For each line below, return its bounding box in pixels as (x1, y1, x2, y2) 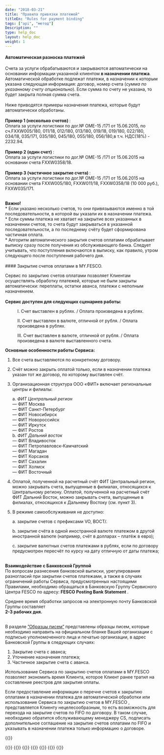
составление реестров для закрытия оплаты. (5, 679, 100, 685)
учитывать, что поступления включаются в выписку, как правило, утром (5, 247, 158, 253)
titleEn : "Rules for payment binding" (5, 16, 84, 21)
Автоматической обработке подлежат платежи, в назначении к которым (5, 76, 158, 82)
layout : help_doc (5, 35, 41, 40)
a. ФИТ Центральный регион (12, 395, 72, 401)
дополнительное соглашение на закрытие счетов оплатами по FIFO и (5, 720, 151, 726)
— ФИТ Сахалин (12, 458, 47, 464)
